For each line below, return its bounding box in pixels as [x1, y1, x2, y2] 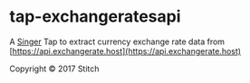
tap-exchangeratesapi [9, 6, 181, 27]
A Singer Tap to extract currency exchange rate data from [9, 36, 225, 47]
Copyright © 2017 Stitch [9, 63, 100, 74]
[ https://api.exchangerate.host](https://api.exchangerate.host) [9, 45, 242, 56]
